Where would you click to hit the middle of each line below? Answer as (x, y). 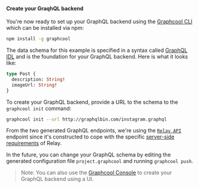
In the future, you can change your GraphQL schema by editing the (89, 155)
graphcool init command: (39, 108)
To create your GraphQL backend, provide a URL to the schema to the (92, 102)
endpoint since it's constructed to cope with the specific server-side (91, 137)
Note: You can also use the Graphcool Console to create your (96, 172)
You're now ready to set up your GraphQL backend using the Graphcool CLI (99, 21)
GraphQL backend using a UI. (57, 179)
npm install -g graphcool (38, 39)
